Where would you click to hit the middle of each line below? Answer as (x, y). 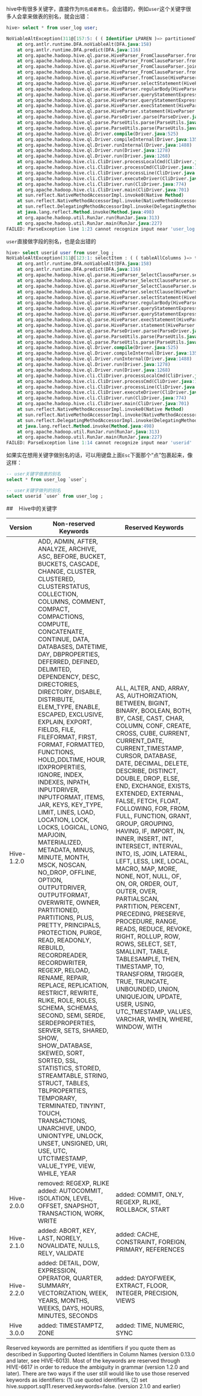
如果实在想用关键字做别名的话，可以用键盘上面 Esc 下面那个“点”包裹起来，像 (99, 455)
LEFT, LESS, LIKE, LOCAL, (152, 861)
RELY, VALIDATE (61, 1253)
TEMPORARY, (57, 1098)
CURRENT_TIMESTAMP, (150, 748)
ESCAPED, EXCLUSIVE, (71, 714)
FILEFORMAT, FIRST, (68, 737)
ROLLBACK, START (143, 1209)
